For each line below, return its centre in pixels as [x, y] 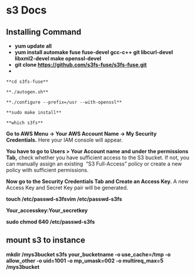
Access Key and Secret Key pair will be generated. [67, 188]
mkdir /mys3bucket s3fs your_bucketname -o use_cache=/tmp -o [88, 254]
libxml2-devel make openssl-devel [58, 58]
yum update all [33, 46]
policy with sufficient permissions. [48, 170]
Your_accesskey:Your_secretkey [47, 210]
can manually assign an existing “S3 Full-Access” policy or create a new [94, 164]
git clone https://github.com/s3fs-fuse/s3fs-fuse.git [80, 65]
